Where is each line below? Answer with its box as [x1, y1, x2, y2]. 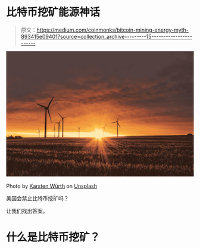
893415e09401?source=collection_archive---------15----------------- [20, 33, 192, 40]
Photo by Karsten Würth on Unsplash [6, 182, 97, 190]
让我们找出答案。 [6, 207, 48, 215]
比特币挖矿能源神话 [6, 5, 101, 19]
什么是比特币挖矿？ [6, 230, 101, 244]
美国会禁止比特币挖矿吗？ [6, 194, 69, 201]
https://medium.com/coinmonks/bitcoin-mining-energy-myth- [36, 26, 189, 33]
